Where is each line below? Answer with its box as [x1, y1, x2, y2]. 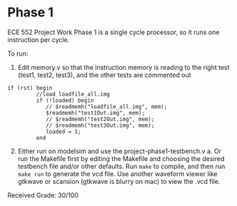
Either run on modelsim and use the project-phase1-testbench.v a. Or [17, 147, 222, 155]
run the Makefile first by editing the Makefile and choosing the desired [17, 154, 225, 163]
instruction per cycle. [7, 35, 70, 43]
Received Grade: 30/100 [7, 190, 79, 200]
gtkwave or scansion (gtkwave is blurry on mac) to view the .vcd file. [17, 177, 221, 185]
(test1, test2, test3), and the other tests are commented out [17, 71, 191, 79]
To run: [7, 49, 29, 58]
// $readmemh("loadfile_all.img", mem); [45, 103, 168, 110]
